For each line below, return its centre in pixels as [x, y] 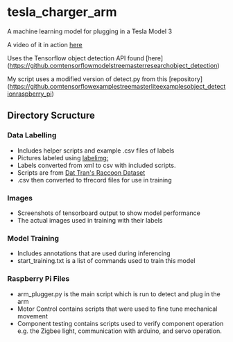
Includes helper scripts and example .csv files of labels [96, 151]
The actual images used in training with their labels [90, 220]
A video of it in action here [45, 44]
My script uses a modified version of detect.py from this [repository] [105, 79]
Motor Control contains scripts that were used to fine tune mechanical [117, 309]
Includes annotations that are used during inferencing [94, 253]
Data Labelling [32, 135]
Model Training [33, 238]
